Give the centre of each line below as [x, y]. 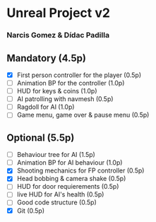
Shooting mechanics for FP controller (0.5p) [80, 170]
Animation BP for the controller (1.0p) [71, 83]
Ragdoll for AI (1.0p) [46, 107]
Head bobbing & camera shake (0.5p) [71, 179]
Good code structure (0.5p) [56, 202]
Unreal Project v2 [59, 13]
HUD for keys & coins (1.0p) [57, 91]
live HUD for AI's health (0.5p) [60, 194]
